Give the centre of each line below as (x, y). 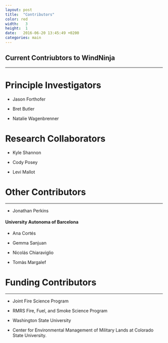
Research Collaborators (55, 138)
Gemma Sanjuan (29, 242)
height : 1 (16, 28)
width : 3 (16, 24)
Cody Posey (25, 162)
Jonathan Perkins (30, 210)
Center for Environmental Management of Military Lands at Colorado (83, 330)
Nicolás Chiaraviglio (33, 252)
